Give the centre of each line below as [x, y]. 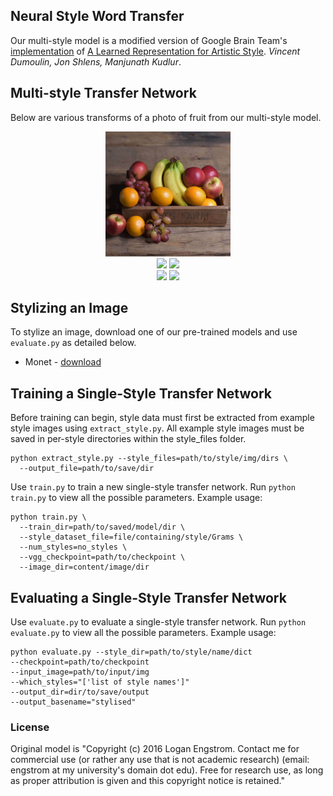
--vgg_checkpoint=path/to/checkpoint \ [102, 557]
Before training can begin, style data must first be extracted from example [162, 418]
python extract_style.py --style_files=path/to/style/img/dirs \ [149, 459]
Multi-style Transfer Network [103, 93]
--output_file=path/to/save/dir [87, 469]
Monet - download [63, 362]
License [30, 727]
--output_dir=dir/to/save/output [80, 692]
